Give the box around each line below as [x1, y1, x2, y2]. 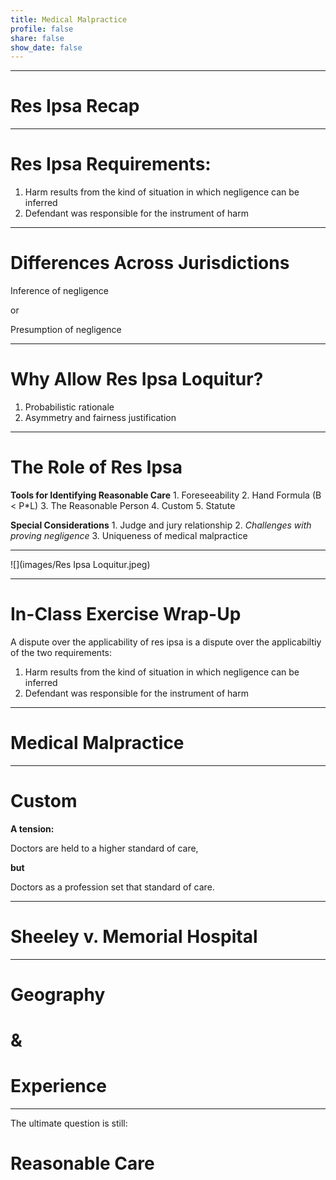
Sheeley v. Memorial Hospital [10, 925, 258, 948]
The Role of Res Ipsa [10, 456, 183, 479]
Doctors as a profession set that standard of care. [10, 881, 215, 893]
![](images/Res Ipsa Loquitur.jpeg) [10, 558, 151, 570]
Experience [10, 1075, 107, 1098]
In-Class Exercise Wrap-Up [10, 603, 242, 626]
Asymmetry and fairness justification [24, 412, 177, 423]
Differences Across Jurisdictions [10, 252, 290, 275]
